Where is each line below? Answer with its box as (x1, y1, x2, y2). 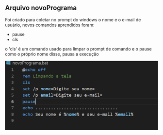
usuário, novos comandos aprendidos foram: (5, 22, 95, 28)
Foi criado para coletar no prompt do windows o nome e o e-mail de (5, 17, 141, 22)
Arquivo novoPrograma (5, 4, 77, 12)
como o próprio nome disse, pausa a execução (5, 51, 99, 57)
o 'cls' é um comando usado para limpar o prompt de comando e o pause (5, 46, 152, 51)
